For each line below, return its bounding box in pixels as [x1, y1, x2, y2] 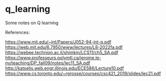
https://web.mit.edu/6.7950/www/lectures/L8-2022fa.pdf [5, 44, 123, 50]
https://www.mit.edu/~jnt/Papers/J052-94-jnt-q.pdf [5, 39, 112, 45]
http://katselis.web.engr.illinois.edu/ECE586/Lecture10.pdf [5, 65, 124, 71]
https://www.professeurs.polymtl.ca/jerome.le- [5, 54, 101, 60]
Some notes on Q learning [5, 20, 59, 26]
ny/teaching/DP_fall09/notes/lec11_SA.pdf [5, 60, 90, 66]
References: [5, 29, 30, 35]
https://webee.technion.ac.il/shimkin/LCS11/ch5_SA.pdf [5, 49, 118, 55]
